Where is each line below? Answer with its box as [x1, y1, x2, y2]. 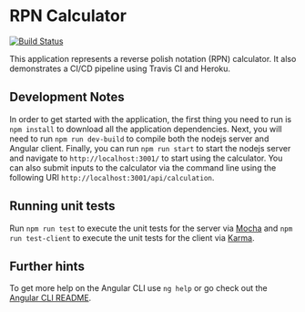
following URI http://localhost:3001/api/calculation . [9, 172, 215, 182]
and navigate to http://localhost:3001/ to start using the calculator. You [9, 152, 283, 163]
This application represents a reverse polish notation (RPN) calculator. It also [9, 53, 297, 64]
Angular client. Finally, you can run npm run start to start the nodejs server [9, 142, 291, 153]
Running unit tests [9, 198, 116, 214]
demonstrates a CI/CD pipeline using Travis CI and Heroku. [9, 63, 230, 74]
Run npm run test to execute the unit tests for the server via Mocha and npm [9, 223, 293, 234]
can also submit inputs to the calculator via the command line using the [9, 161, 277, 173]
